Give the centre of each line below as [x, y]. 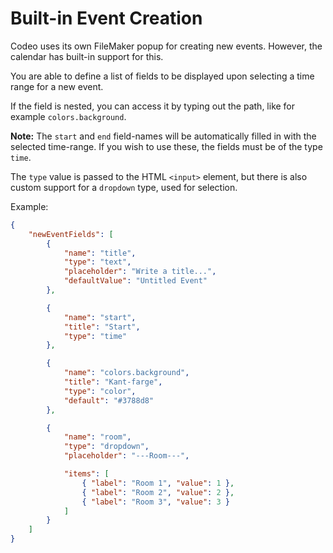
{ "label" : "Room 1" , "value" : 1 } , [158, 483]
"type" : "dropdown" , [106, 447]
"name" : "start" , [100, 317]
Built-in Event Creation [106, 18]
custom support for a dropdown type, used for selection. [124, 187]
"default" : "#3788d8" [109, 400]
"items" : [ [86, 474]
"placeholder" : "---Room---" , [126, 456]
